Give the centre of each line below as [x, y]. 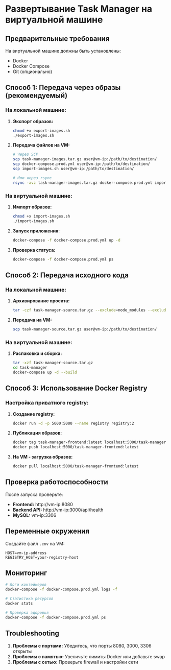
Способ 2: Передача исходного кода [67, 275]
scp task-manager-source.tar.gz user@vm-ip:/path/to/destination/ [85, 329]
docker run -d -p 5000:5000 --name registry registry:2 [73, 423]
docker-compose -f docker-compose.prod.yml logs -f [61, 590]
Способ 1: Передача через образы [63, 88]
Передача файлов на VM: [41, 145]
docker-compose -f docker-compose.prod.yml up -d [67, 240]
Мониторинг [26, 573]
